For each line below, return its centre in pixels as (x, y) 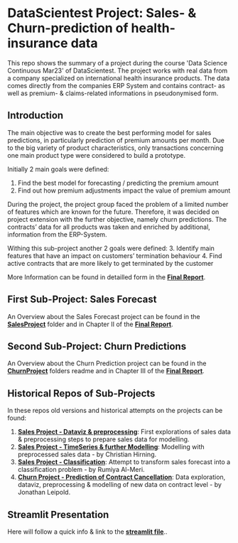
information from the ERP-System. (58, 234)
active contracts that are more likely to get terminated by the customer (110, 263)
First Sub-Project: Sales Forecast (82, 300)
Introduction (36, 115)
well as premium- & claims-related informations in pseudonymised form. (113, 93)
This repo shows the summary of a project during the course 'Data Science (117, 63)
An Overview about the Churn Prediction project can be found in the (107, 363)
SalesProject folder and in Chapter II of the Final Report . (91, 324)
